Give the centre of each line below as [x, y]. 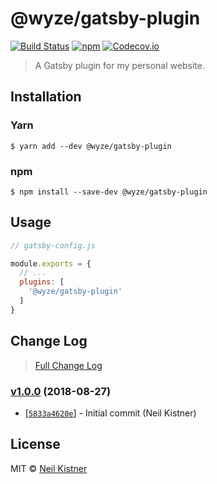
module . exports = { [51, 263]
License [35, 444]
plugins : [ [42, 282]
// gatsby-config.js [53, 245]
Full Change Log [68, 365]
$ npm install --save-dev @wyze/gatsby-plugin [109, 192]
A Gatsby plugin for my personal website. [119, 65]
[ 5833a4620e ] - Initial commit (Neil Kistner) [110, 413]
